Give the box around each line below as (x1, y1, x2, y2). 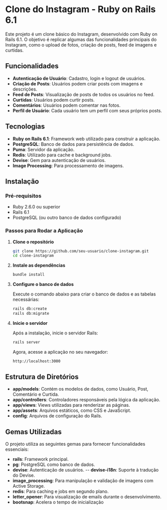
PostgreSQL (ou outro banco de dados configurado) (12, 215, 121, 221)
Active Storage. (12, 483, 45, 489)
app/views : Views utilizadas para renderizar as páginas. (12, 402, 130, 408)
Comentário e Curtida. (12, 391, 59, 398)
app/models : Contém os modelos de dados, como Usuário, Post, (12, 386, 148, 392)
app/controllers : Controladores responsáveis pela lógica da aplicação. (12, 397, 160, 403)
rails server (12, 339, 40, 345)
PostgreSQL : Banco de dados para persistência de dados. (12, 141, 135, 147)
